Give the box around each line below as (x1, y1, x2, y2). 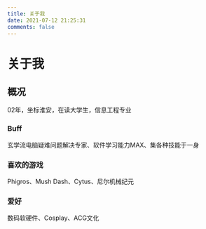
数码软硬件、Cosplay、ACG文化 (7, 214, 99, 222)
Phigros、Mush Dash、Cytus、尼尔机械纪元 (7, 177, 135, 185)
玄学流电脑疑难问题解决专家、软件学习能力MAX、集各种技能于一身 (7, 140, 200, 149)
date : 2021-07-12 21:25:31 (7, 17, 86, 24)
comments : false (7, 23, 55, 30)
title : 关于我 (7, 10, 46, 18)
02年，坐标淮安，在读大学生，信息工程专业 (7, 106, 132, 115)
